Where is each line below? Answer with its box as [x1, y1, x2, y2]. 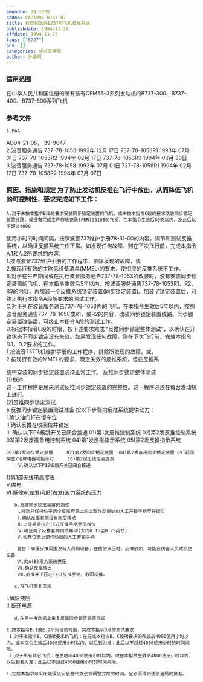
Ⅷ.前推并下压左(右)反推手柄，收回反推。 [17, 571, 108, 577]
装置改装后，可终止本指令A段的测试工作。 [11, 318, 116, 325]
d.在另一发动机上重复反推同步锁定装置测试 [14, 615, 106, 621]
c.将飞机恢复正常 [14, 583, 52, 589]
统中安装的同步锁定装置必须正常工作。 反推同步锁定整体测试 [6, 368, 156, 375]
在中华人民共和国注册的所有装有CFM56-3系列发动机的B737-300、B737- [6, 89, 187, 97]
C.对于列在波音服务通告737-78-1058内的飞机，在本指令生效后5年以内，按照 [6, 303, 195, 310]
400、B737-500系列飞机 [6, 97, 68, 105]
